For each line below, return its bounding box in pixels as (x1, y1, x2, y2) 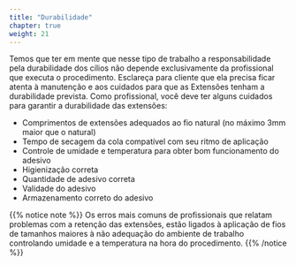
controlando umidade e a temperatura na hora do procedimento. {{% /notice (9, 238, 287, 248)
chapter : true (9, 21, 62, 30)
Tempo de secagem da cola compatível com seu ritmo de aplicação (21, 136, 269, 147)
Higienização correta (21, 164, 99, 175)
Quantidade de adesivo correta (21, 174, 135, 185)
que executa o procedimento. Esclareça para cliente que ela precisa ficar (9, 72, 276, 83)
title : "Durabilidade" (9, 12, 93, 22)
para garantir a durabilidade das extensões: (9, 101, 168, 111)
